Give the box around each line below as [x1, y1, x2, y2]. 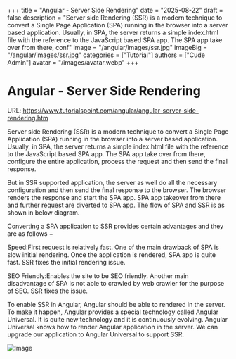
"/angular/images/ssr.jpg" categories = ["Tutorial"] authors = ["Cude [7, 51, 206, 59]
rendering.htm [7, 113, 49, 122]
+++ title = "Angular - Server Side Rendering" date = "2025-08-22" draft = [7, 6, 223, 14]
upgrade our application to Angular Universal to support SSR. [7, 330, 185, 339]
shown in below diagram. [7, 208, 80, 217]
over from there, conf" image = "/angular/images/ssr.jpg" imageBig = [7, 44, 207, 51]
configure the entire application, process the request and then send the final [7, 157, 228, 165]
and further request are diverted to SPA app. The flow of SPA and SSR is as [7, 201, 225, 209]
